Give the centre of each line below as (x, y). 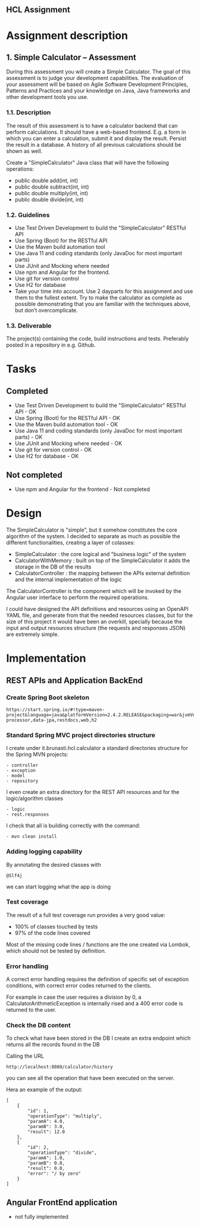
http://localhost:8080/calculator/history (60, 1067)
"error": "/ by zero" (54, 1174)
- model (16, 776)
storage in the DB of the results (53, 567)
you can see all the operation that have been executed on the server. (90, 1078)
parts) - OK (29, 437)
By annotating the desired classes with (54, 864)
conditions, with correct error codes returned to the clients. (79, 986)
